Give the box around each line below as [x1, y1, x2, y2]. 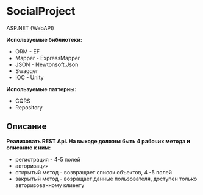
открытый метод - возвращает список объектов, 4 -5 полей [15, 168, 173, 176]
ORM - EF [15, 47, 40, 55]
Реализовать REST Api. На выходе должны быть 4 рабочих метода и [6, 137, 190, 145]
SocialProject [6, 4, 76, 18]
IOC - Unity [15, 74, 44, 81]
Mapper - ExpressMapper [15, 54, 80, 61]
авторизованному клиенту [15, 181, 85, 189]
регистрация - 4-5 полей [15, 156, 80, 163]
